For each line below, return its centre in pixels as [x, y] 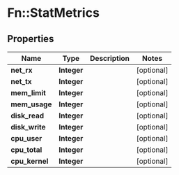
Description [110, 58]
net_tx [22, 82]
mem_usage [31, 104]
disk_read [28, 115]
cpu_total [26, 150]
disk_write [29, 127]
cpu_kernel [30, 161]
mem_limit [29, 93]
